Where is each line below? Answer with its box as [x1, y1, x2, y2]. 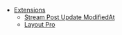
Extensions [13, 6, 46, 14]
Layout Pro [24, 21, 55, 28]
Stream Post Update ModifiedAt [24, 13, 115, 21]
